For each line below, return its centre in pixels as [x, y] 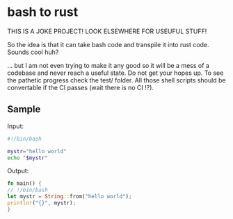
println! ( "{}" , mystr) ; [42, 203]
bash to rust [43, 12]
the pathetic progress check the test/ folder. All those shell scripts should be [116, 80]
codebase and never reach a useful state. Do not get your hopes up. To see [115, 73]
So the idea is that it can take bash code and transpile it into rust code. [109, 44]
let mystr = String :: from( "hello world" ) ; [70, 197]
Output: [18, 171]
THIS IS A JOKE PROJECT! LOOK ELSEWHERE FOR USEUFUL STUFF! [107, 31]
